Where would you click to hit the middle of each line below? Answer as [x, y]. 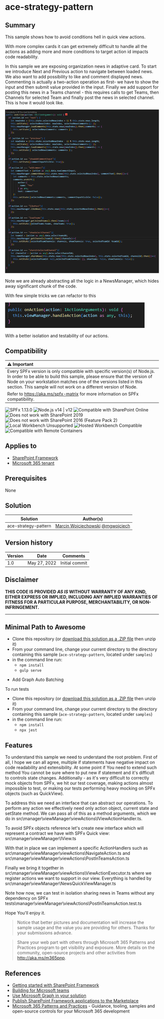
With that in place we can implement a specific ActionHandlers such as [76, 848]
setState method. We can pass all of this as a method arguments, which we [81, 813]
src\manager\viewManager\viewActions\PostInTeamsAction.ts [67, 858]
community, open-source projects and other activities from [76, 953]
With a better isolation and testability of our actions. [57, 336]
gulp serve [31, 671]
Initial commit [74, 563]
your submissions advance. [44, 933]
